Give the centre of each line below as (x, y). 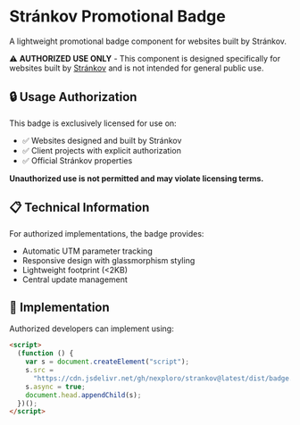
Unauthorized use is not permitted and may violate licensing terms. (137, 178)
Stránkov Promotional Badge (117, 17)
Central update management (75, 279)
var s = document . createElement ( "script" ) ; (108, 362)
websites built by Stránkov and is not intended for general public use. (137, 68)
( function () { (46, 354)
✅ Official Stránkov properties (77, 160)
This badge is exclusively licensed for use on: (93, 123)
